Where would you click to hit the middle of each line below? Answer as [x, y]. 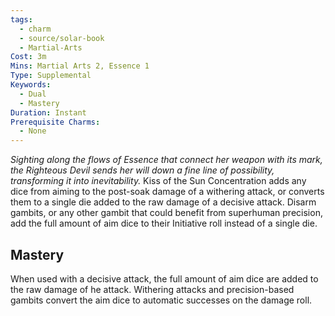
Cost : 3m [28, 57]
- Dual [33, 94]
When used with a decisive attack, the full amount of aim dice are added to [164, 278]
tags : [21, 19]
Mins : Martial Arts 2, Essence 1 [80, 66]
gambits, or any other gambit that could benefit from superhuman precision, [166, 213]
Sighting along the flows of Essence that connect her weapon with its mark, [166, 160]
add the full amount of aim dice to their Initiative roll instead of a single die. [164, 223]
